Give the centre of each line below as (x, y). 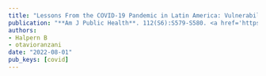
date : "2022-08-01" (40, 52)
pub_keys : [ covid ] (38, 60)
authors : (23, 30)
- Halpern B (28, 38)
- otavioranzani (35, 45)
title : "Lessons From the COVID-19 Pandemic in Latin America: (115, 15)
